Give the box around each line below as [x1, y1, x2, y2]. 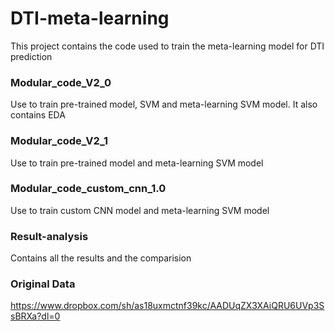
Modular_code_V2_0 [10, 75, 112, 89]
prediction [10, 50, 53, 62]
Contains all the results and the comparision [10, 252, 192, 264]
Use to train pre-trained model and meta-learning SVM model [10, 157, 264, 169]
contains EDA [10, 109, 66, 121]
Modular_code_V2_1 [10, 134, 108, 148]
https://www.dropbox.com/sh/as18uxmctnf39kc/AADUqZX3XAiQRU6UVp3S [10, 300, 325, 312]
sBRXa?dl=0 [10, 310, 61, 322]
